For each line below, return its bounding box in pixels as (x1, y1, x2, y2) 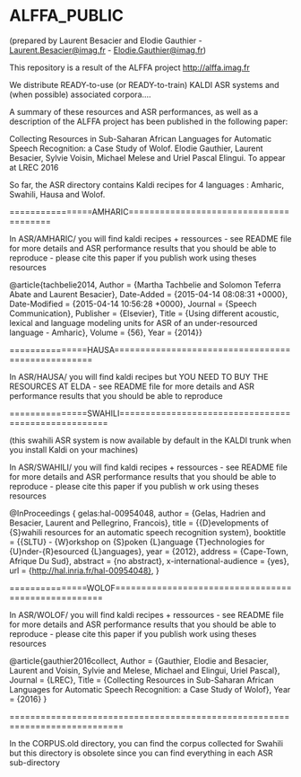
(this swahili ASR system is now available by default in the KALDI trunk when (9, 435, 291, 446)
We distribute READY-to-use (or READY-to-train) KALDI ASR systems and (9, 79, 279, 90)
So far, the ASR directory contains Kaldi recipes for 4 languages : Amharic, (9, 179, 285, 190)
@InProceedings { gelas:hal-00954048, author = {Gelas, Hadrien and (9, 508, 266, 518)
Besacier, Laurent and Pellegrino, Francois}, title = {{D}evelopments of (9, 517, 269, 528)
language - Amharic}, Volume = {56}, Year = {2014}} (9, 327, 203, 338)
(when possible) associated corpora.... (9, 89, 151, 100)
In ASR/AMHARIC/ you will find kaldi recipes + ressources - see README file (9, 233, 292, 243)
